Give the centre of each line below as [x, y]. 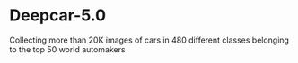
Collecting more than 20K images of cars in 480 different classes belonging [149, 40]
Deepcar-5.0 [57, 16]
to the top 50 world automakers [67, 49]
